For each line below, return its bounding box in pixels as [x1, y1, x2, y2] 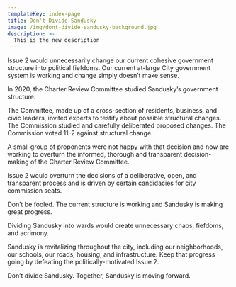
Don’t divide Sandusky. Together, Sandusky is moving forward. [7, 271, 191, 280]
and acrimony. [7, 229, 50, 237]
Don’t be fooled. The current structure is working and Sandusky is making [7, 200, 223, 209]
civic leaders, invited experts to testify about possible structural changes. [7, 114, 222, 123]
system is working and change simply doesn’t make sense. [7, 72, 179, 80]
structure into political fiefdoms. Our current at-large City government [7, 64, 211, 72]
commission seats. [7, 186, 62, 195]
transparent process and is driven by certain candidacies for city [7, 179, 196, 188]
